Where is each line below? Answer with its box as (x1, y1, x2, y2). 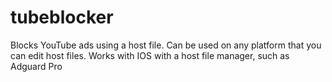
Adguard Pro (10, 60, 63, 72)
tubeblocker (10, 6, 114, 29)
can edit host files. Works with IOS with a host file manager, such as (10, 49, 290, 61)
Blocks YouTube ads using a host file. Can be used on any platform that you (10, 39, 322, 51)
